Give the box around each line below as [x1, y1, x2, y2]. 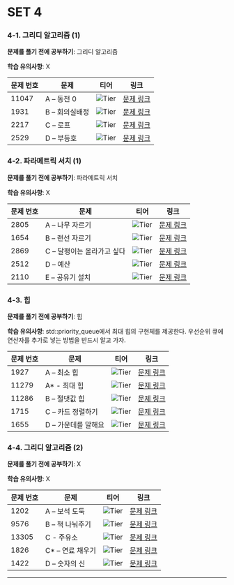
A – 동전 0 [45, 94, 77, 104]
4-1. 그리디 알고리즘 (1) [7, 31, 81, 40]
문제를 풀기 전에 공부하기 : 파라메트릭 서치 [7, 173, 118, 182]
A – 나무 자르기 [45, 220, 92, 230]
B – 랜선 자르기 [45, 233, 92, 243]
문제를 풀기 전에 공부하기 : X [7, 460, 81, 468]
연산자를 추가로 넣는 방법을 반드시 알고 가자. [7, 336, 127, 344]
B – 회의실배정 [45, 108, 89, 117]
